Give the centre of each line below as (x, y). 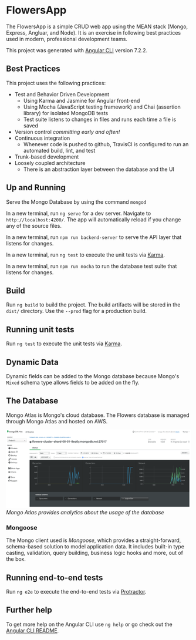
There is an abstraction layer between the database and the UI (99, 169)
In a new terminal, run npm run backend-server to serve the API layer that (94, 237)
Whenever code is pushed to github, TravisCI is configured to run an (106, 144)
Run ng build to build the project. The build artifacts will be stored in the (93, 305)
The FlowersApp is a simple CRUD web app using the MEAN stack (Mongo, (97, 26)
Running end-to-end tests (55, 577)
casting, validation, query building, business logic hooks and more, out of (95, 553)
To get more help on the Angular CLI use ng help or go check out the (89, 624)
